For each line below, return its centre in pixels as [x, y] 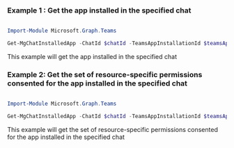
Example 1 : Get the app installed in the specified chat [99, 10]
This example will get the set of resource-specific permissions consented [112, 130]
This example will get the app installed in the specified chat [92, 57]
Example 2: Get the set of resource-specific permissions [105, 74]
